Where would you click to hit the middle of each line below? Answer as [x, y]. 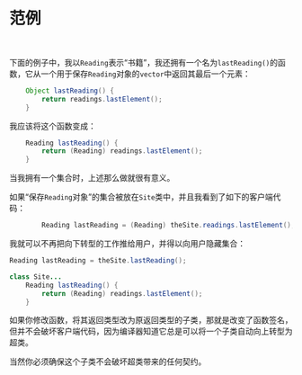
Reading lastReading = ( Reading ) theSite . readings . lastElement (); [169, 226]
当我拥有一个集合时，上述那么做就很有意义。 [92, 178]
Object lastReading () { [70, 91]
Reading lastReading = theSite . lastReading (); [98, 261]
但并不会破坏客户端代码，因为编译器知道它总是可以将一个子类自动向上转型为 [151, 331]
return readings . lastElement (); [102, 99]
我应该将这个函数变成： [53, 126]
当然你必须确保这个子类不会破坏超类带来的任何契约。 [108, 362]
